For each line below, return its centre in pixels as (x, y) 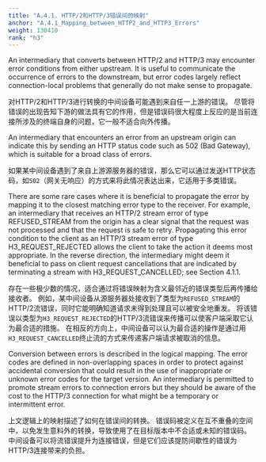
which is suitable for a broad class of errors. (80, 155)
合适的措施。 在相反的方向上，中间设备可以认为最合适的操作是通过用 (134, 328)
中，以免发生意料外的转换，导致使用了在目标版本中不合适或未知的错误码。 (129, 431)
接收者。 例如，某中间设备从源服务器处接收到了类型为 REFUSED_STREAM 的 (124, 299)
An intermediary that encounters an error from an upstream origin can (122, 137)
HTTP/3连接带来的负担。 (49, 451)
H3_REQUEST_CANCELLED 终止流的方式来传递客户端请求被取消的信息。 (117, 338)
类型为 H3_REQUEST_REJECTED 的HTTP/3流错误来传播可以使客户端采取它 (134, 319)
